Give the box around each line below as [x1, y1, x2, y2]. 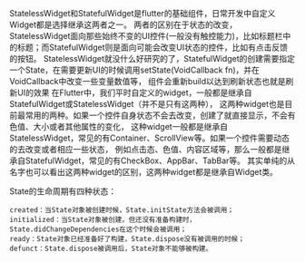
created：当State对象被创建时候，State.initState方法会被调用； [9, 206, 234, 215]
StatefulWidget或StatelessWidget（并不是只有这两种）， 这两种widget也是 [9, 99, 285, 109]
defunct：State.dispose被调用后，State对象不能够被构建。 [9, 244, 213, 253]
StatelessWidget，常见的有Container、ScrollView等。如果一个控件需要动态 [9, 132, 290, 143]
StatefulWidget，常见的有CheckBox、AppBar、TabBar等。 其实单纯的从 [25, 155, 296, 166]
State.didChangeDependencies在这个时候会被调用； [9, 225, 188, 234]
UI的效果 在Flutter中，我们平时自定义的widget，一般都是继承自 [16, 87, 252, 98]
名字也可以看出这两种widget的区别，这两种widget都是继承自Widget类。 [9, 167, 279, 177]
